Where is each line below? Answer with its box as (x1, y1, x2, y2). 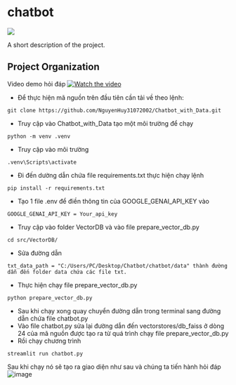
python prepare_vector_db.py (7, 294, 93, 301)
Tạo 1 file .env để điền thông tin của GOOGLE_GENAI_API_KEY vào (17, 197, 209, 205)
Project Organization (7, 61, 100, 73)
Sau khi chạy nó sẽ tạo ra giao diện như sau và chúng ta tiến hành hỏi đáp (7, 363, 221, 371)
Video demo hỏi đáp (7, 79, 66, 88)
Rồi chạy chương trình (17, 337, 81, 345)
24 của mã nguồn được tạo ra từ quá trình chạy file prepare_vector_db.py (17, 329, 229, 337)
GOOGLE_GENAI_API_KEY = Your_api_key (7, 210, 118, 218)
